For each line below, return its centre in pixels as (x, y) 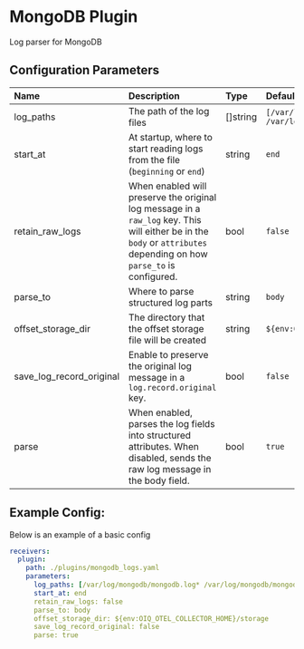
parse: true (56, 635)
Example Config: (57, 513)
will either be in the (169, 231)
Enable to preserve (168, 354)
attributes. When (163, 446)
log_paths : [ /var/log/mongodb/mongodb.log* (117, 585)
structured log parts (170, 303)
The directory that (166, 317)
